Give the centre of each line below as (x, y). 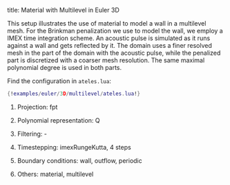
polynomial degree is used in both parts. (65, 68)
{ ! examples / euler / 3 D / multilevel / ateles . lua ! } (74, 94)
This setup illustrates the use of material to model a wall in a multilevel (107, 23)
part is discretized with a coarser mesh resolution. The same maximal (106, 60)
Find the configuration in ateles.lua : (59, 81)
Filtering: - (32, 134)
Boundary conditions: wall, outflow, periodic (80, 160)
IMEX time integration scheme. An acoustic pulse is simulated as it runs (109, 38)
